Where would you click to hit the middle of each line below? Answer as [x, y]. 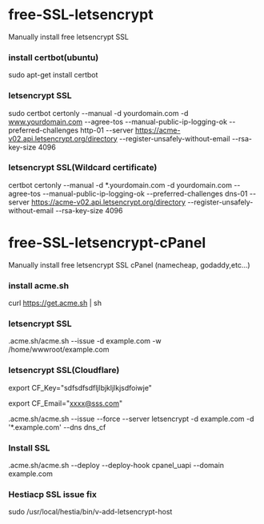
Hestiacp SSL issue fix [53, 494]
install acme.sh [39, 285]
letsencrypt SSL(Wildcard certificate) [83, 168]
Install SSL [29, 447]
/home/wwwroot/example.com [59, 350]
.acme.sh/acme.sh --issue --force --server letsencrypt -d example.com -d [131, 419]
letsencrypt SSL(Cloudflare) [64, 371]
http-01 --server [106, 130]
